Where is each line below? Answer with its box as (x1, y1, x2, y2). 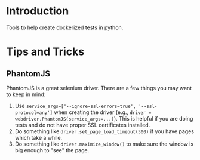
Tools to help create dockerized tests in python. (6, 24, 124, 31)
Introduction (6, 4, 69, 18)
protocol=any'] (14, 109, 53, 116)
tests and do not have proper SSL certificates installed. (14, 121, 150, 128)
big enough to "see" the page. (14, 146, 90, 153)
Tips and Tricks (6, 45, 85, 59)
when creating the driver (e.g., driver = (53, 109, 152, 116)
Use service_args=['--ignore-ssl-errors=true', (14, 102, 136, 109)
